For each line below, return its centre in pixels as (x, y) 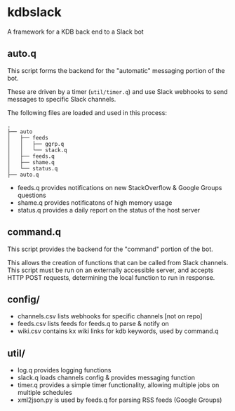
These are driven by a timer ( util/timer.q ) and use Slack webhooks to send (117, 91)
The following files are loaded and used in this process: (87, 112)
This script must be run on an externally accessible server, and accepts (110, 270)
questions (32, 195)
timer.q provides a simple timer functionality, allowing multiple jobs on (118, 385)
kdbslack (34, 12)
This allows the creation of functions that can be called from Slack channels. (118, 262)
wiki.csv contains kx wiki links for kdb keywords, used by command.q (118, 331)
